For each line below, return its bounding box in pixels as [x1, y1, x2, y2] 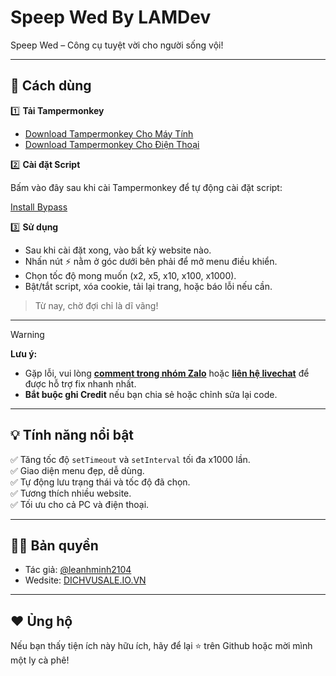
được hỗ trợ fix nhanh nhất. [24, 377, 137, 390]
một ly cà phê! [10, 654, 70, 666]
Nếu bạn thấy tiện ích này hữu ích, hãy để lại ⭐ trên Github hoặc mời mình [10, 640, 313, 652]
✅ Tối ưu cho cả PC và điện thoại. [10, 498, 150, 510]
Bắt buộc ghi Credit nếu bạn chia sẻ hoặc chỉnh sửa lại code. [24, 388, 278, 400]
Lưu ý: [10, 347, 38, 360]
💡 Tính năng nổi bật [10, 427, 135, 444]
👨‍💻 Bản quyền [10, 537, 99, 554]
